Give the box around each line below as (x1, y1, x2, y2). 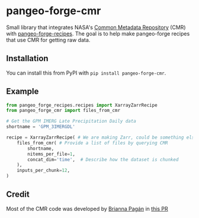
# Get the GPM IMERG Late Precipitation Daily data (6, 118, 136, 124)
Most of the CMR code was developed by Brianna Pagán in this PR (6, 205, 169, 212)
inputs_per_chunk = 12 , (17, 168, 70, 174)
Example (6, 86, 39, 97)
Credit (6, 190, 30, 200)
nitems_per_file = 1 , (27, 151, 76, 157)
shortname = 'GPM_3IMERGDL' (6, 124, 76, 130)
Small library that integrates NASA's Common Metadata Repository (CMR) (6, 24, 186, 31)
